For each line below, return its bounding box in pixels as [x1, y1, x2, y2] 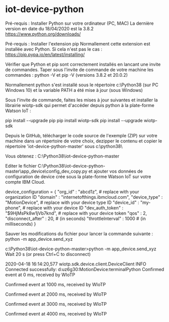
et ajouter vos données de [88, 168, 143, 174]
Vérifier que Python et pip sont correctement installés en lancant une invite [5, 61, 161, 67]
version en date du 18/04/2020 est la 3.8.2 [5, 25, 94, 31]
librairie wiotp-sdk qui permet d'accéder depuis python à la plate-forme [5, 102, 155, 108]
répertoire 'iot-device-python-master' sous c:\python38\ [5, 143, 123, 149]
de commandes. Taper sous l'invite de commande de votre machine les [5, 67, 154, 73]
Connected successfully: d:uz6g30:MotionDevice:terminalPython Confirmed [5, 266, 164, 272]
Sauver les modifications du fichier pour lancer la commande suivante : [5, 231, 153, 237]
